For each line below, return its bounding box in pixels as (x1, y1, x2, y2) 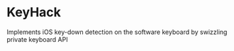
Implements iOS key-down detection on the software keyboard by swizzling (6, 28, 228, 36)
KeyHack (6, 4, 62, 21)
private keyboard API (6, 35, 68, 43)
